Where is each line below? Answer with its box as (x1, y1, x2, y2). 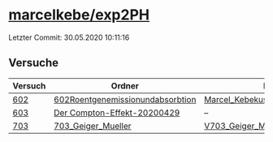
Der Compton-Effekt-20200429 (54, 107, 180, 118)
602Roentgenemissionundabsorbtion (54, 93, 197, 105)
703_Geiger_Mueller (54, 120, 132, 131)
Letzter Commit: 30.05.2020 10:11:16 (8, 32, 130, 42)
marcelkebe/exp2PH (8, 6, 150, 24)
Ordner (110, 80, 140, 91)
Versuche (8, 56, 59, 70)
